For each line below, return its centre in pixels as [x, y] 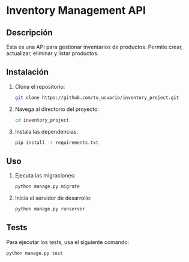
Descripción [29, 33]
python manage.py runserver [50, 209]
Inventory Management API [76, 10]
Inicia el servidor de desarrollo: [53, 198]
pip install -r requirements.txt [57, 142]
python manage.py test [34, 253]
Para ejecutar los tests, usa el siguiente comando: [68, 242]
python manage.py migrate [47, 186]
